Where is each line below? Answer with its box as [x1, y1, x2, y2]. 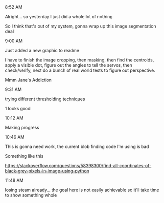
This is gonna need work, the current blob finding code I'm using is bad [5, 144, 149, 149]
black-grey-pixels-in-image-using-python [5, 168, 90, 174]
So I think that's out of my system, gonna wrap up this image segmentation [5, 23, 157, 29]
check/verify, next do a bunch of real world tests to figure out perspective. [5, 67, 155, 73]
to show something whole [5, 192, 57, 198]
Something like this [5, 153, 44, 159]
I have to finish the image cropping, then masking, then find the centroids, [5, 57, 154, 63]
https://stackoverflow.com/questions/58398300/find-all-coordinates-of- [5, 163, 152, 169]
